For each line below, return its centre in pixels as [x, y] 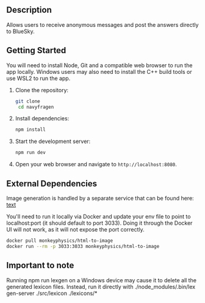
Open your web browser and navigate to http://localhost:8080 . [96, 164]
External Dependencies [52, 184]
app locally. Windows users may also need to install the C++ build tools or [99, 71]
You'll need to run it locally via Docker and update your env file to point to [99, 216]
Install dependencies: [42, 119]
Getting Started [36, 50]
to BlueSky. [20, 31]
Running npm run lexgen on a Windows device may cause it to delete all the [102, 280]
